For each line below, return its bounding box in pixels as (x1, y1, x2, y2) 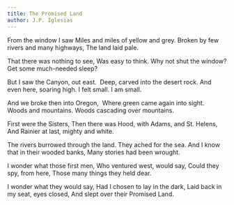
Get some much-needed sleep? (7, 64, 98, 73)
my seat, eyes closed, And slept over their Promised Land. (7, 190, 174, 198)
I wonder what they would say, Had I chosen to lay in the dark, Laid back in (7, 182, 222, 190)
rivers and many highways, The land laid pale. (7, 43, 139, 52)
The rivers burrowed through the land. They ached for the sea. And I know (7, 140, 221, 149)
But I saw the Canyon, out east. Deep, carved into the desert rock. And (7, 77, 212, 86)
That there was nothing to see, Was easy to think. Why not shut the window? (7, 56, 227, 65)
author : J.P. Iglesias (7, 17, 73, 24)
